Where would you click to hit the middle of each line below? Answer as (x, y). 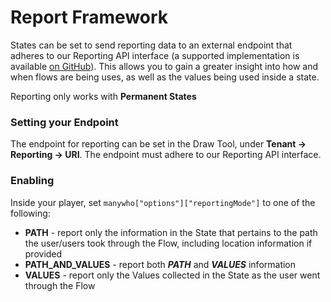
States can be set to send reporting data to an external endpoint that (151, 45)
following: (30, 213)
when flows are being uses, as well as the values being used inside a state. (165, 77)
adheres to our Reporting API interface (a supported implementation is (155, 55)
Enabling (32, 181)
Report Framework (89, 17)
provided (43, 253)
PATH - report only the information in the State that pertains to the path (171, 232)
